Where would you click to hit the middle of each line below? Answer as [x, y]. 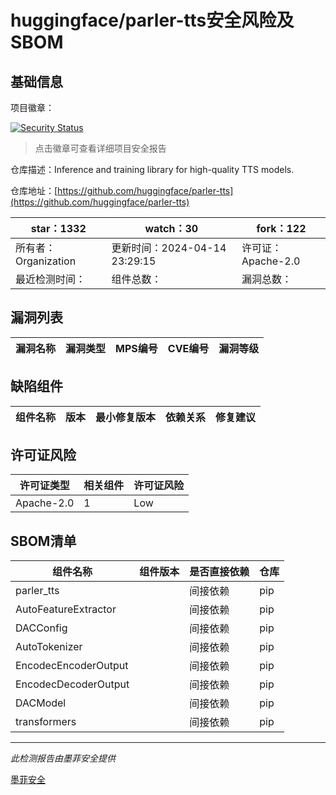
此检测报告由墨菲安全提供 [63, 758]
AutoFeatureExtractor [66, 609]
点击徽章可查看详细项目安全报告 [100, 148]
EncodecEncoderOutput [72, 666]
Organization [46, 261]
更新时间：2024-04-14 [169, 248]
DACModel [41, 703]
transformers [46, 722]
